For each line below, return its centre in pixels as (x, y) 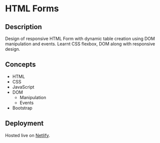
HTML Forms (32, 9)
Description (23, 27)
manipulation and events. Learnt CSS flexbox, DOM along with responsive (80, 44)
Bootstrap (22, 108)
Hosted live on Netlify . (28, 135)
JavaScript (23, 87)
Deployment (24, 124)
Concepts (20, 65)
